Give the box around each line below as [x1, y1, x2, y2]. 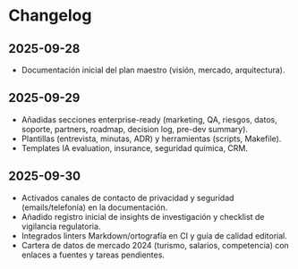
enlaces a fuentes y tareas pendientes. [21, 249, 165, 260]
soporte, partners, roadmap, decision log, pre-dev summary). [21, 123, 248, 134]
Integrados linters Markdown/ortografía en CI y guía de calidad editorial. [21, 230, 287, 241]
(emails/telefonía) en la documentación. [21, 202, 168, 213]
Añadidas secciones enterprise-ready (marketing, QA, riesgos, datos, [21, 113, 278, 125]
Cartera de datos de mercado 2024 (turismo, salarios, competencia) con [21, 240, 290, 250]
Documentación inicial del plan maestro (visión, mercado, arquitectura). [21, 64, 285, 75]
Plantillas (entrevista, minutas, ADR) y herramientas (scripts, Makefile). [21, 133, 282, 144]
